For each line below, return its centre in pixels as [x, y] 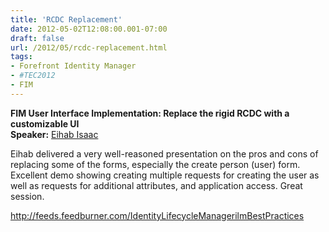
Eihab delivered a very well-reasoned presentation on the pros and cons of [164, 153]
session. [27, 196]
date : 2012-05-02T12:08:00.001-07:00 [89, 29]
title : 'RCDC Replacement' [66, 19]
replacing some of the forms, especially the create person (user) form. [155, 164]
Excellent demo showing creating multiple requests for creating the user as [165, 175]
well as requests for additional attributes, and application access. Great [156, 185]
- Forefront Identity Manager [73, 66]
